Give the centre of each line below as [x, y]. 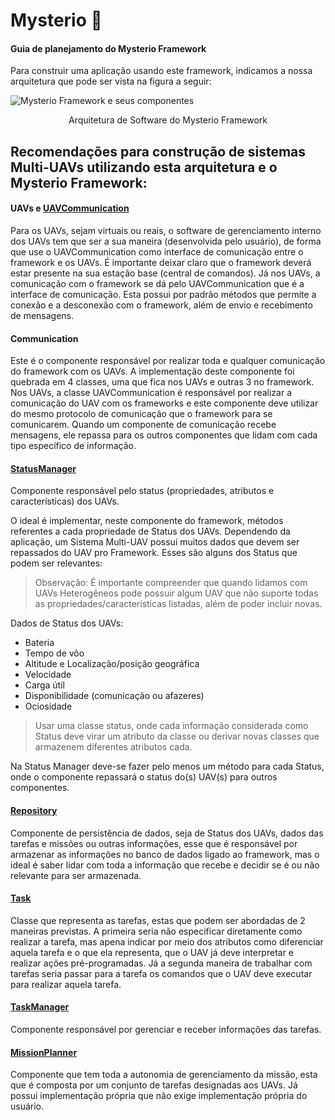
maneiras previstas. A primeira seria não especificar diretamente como [156, 931]
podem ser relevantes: [56, 563]
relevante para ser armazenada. [76, 875]
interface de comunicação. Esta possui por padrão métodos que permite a [163, 294]
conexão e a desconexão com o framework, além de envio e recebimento [161, 305]
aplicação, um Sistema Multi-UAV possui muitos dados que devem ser [155, 542]
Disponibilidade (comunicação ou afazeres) [114, 696]
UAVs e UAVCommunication [70, 208]
